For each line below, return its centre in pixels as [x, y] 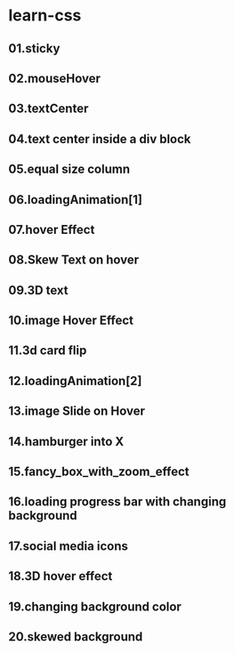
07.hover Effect [52, 229]
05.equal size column [69, 169]
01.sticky [34, 48]
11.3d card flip [48, 351]
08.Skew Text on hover [74, 260]
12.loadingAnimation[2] [75, 380]
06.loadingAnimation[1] [76, 200]
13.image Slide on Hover [77, 411]
